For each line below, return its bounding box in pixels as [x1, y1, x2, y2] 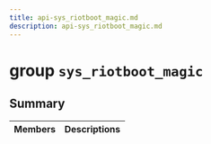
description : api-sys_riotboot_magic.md [9, 22, 163, 31]
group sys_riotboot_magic [9, 60, 204, 81]
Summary [9, 96, 66, 112]
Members [13, 122, 57, 135]
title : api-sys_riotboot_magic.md [9, 13, 139, 22]
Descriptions [64, 122, 121, 135]
